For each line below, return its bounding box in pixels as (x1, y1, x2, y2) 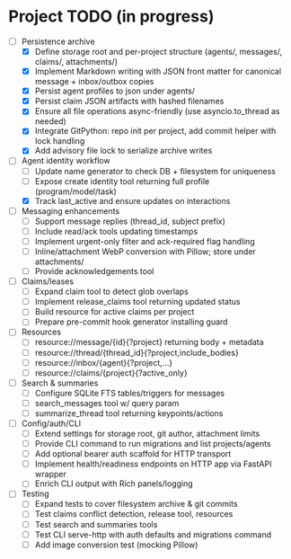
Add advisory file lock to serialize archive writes (34, 146, 213, 156)
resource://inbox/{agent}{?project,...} (34, 357, 172, 368)
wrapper (34, 469, 66, 480)
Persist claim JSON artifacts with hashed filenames (34, 96, 225, 107)
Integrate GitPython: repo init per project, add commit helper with (34, 126, 277, 137)
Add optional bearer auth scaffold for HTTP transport (34, 448, 232, 459)
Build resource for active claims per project (34, 306, 195, 317)
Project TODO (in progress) (8, 6, 215, 27)
